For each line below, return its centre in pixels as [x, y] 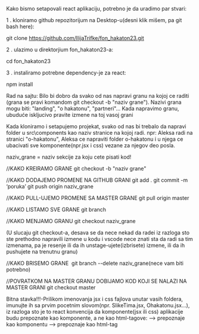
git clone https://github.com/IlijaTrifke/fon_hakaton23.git [75, 38]
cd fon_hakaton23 [28, 61]
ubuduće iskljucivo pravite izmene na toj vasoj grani [70, 115]
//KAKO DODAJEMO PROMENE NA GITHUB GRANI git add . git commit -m [97, 180]
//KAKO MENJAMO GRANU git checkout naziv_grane [71, 221]
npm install [20, 84]
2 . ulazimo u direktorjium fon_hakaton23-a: [60, 50]
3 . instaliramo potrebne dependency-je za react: [66, 73]
